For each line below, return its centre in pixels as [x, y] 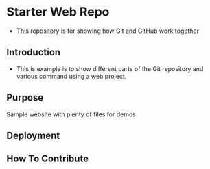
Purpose [25, 97]
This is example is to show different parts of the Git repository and [110, 68]
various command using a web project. [71, 76]
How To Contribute [48, 159]
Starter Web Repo [58, 12]
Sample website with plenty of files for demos [71, 114]
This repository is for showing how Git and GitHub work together [108, 31]
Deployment [33, 135]
